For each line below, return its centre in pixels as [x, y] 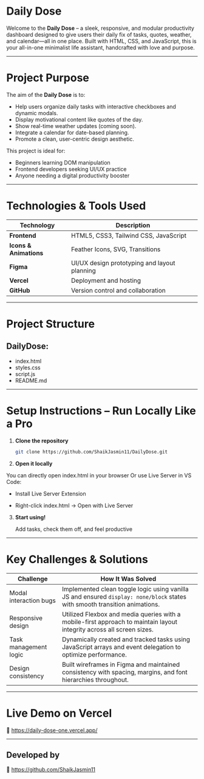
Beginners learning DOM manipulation [63, 162]
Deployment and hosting [106, 280]
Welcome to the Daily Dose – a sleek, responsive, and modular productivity [100, 28]
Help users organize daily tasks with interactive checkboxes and [95, 106]
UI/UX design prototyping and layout [123, 263]
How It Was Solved [128, 578]
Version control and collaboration [118, 290]
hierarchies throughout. [95, 680]
